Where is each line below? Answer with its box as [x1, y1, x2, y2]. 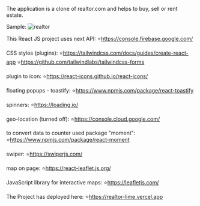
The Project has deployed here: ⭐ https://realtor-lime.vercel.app [6, 193, 163, 200]
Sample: [6, 23, 27, 30]
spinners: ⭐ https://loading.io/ [6, 101, 79, 108]
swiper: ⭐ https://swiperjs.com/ [6, 150, 83, 157]
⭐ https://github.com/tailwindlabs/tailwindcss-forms [17, 58, 145, 65]
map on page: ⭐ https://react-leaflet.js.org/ [6, 165, 111, 172]
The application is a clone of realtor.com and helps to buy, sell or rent [6, 5, 178, 12]
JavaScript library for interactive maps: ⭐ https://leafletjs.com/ [6, 179, 159, 186]
